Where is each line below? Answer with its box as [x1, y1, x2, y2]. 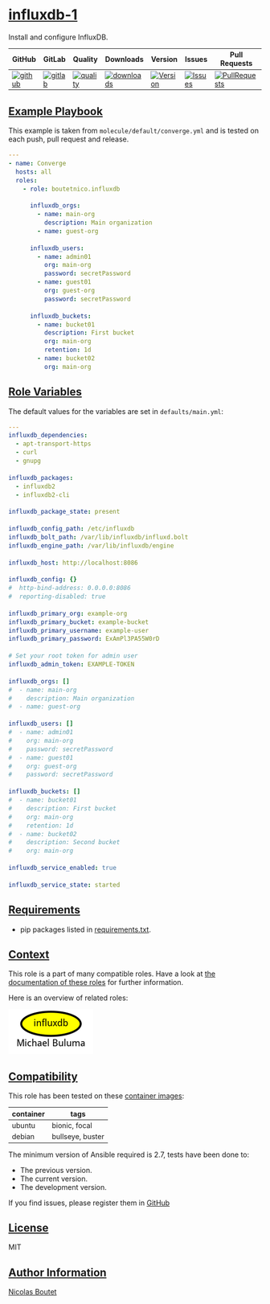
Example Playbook [8, 105, 103, 118]
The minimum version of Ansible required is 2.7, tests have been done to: [8, 1150, 250, 1159]
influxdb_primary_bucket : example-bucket [8, 617, 149, 626]
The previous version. [19, 1165, 92, 1175]
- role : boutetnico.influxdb [22, 185, 121, 193]
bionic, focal [51, 1120, 92, 1130]
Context [8, 947, 50, 962]
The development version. [19, 1182, 107, 1191]
